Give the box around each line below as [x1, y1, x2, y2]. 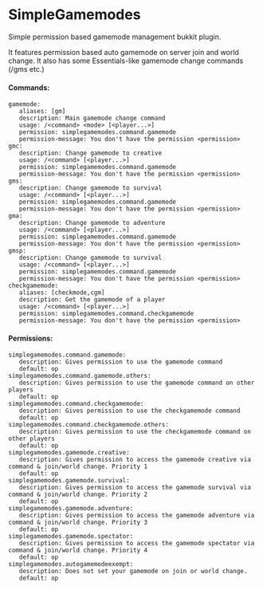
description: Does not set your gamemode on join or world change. [18, 568, 248, 576]
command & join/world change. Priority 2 [8, 490, 148, 499]
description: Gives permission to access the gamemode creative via [18, 456, 251, 464]
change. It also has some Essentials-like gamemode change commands [8, 56, 244, 65]
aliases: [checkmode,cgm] [18, 289, 105, 297]
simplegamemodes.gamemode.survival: [8, 477, 130, 485]
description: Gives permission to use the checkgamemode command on [18, 428, 251, 436]
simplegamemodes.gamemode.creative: [8, 449, 130, 457]
